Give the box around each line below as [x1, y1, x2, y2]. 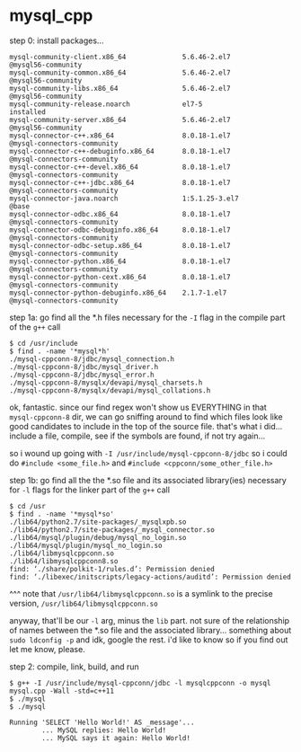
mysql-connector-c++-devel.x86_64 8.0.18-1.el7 [9, 163, 231, 172]
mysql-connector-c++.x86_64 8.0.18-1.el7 [9, 131, 231, 140]
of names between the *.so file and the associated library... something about [9, 624, 292, 635]
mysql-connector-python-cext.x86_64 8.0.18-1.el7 [9, 272, 231, 281]
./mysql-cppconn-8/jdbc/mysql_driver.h [9, 362, 159, 371]
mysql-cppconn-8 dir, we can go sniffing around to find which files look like [9, 411, 283, 422]
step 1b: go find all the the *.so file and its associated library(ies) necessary [9, 474, 288, 485]
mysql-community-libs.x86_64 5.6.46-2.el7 [9, 84, 231, 93]
